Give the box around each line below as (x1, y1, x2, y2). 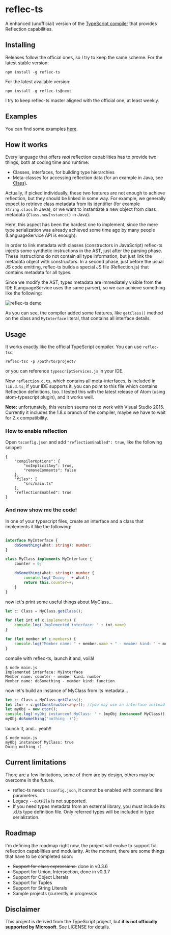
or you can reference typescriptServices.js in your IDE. (5, 368, 124, 374)
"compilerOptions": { (14, 459, 60, 464)
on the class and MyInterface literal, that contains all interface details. (5, 315, 151, 322)
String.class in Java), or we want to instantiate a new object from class (5, 206, 156, 212)
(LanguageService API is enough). (5, 232, 77, 238)
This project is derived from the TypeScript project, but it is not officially (5, 919, 158, 925)
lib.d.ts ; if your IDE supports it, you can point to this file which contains (5, 383, 158, 389)
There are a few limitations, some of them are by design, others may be (5, 772, 155, 778)
